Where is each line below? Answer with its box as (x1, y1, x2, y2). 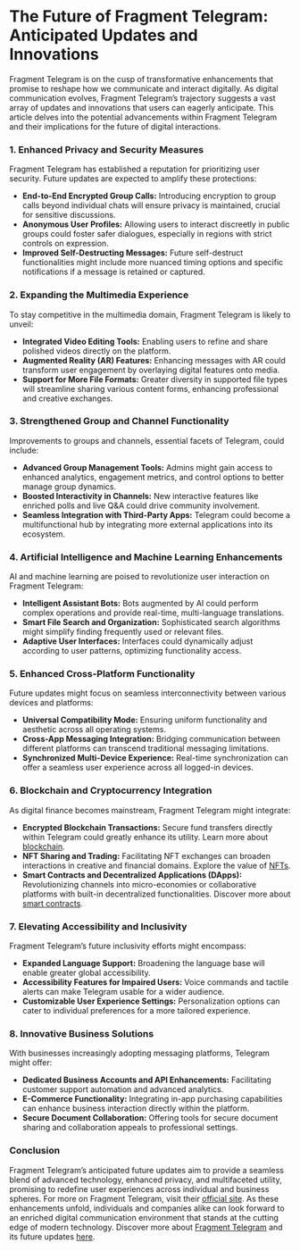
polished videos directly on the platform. (21, 346, 171, 356)
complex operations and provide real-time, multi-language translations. (21, 607, 284, 618)
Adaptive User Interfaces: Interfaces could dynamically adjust (21, 636, 254, 646)
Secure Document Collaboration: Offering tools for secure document (21, 1113, 279, 1123)
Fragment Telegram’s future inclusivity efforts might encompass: (9, 940, 247, 952)
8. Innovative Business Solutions (9, 1027, 154, 1039)
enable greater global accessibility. (21, 967, 152, 979)
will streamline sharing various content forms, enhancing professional (21, 383, 279, 394)
